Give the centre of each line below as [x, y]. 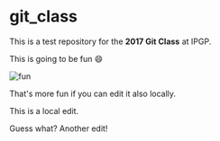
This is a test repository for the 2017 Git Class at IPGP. [110, 41]
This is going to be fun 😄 [56, 58]
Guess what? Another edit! [59, 128]
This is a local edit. [44, 110]
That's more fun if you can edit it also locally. [93, 93]
